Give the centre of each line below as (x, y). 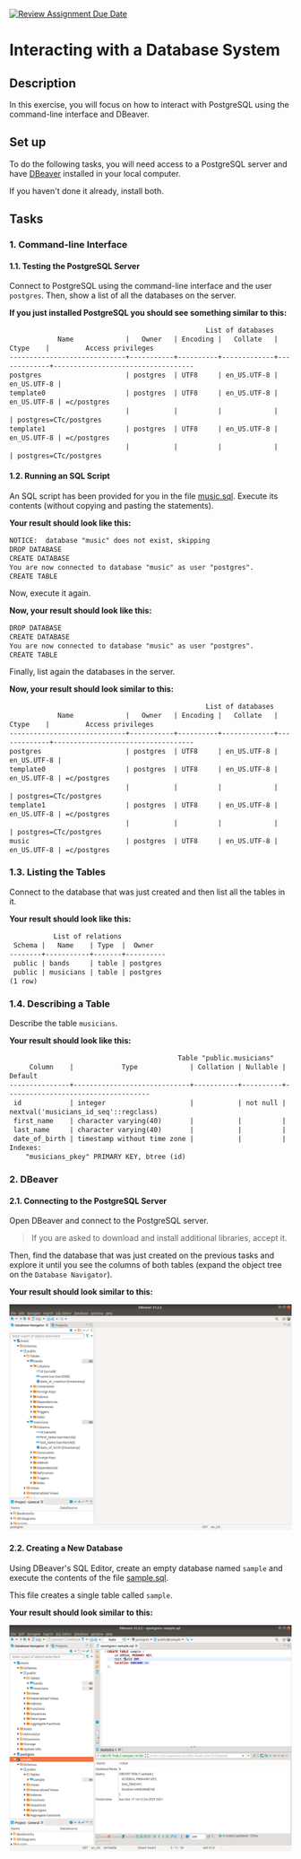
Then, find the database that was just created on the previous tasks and (142, 1255)
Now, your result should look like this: (81, 610)
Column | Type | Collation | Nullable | (158, 1068)
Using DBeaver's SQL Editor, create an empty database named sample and (146, 1568)
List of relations (88, 936)
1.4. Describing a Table (60, 1003)
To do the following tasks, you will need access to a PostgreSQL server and (149, 164)
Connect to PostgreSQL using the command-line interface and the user (141, 286)
